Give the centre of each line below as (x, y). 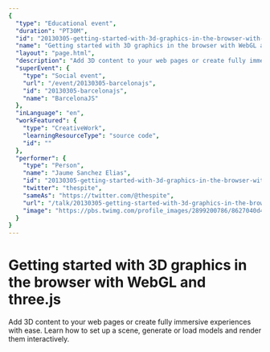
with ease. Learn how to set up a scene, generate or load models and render (135, 330)
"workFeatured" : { (47, 121)
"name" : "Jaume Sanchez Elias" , (77, 173)
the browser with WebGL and (107, 282)
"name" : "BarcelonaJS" (61, 98)
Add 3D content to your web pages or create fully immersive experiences (130, 322)
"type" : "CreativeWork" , (64, 128)
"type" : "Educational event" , (66, 23)
